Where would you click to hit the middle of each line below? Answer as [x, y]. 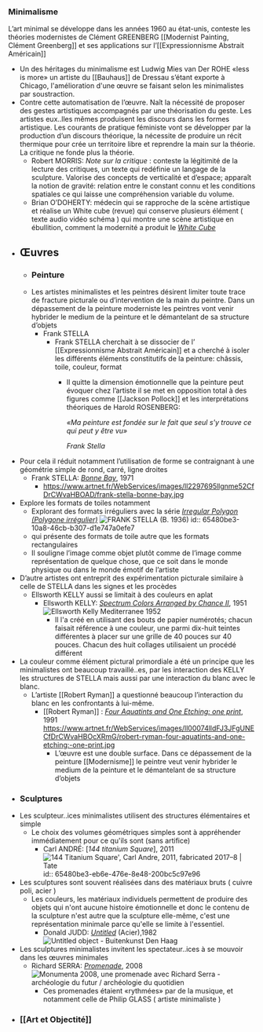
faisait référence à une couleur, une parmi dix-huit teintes [148, 628]
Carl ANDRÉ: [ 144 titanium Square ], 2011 [108, 849]
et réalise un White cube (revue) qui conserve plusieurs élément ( [137, 211]
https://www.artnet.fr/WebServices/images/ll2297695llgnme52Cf [149, 486]
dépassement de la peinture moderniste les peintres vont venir [132, 308]
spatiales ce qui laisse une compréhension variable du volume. [133, 194]
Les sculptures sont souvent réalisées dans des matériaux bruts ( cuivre [136, 883]
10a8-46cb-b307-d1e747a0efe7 [83, 528]
